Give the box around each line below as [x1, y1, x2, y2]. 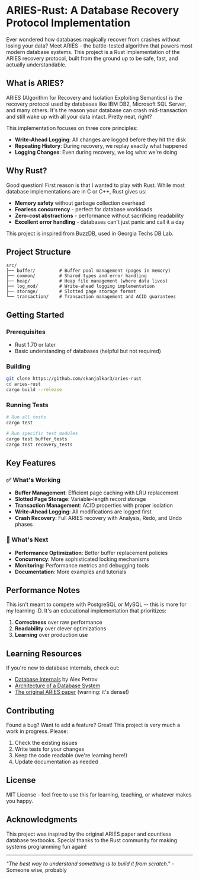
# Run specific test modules [6, 431, 78, 437]
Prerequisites [6, 328, 46, 336]
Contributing [6, 706, 54, 716]
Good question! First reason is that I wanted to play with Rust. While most [6, 182, 185, 189]
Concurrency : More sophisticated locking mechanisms [14, 556, 150, 563]
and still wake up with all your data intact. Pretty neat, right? [6, 113, 152, 120]
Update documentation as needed [14, 758, 98, 766]
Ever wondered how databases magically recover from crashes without [6, 36, 180, 43]
